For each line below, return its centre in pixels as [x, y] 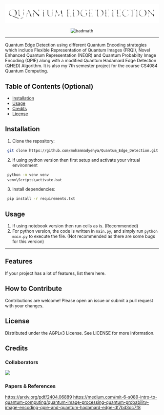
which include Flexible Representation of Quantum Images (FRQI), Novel [78, 50]
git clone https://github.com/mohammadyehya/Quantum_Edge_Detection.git [83, 150]
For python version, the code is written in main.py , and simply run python [85, 231]
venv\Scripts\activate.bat [35, 180]
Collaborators [22, 362]
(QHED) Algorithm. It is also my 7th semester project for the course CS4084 [81, 66]
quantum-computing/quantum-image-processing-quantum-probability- [77, 402]
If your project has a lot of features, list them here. [55, 273]
